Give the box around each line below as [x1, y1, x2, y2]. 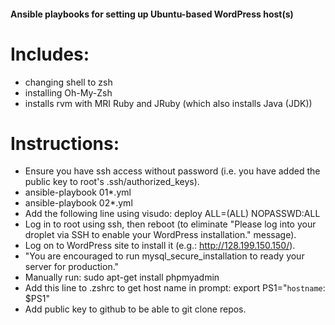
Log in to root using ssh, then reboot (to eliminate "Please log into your [24, 218, 317, 230]
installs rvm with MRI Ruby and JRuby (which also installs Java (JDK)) [24, 97, 313, 109]
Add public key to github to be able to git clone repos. [24, 303, 247, 315]
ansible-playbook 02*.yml [24, 197, 133, 209]
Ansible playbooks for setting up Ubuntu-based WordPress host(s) [10, 8, 294, 20]
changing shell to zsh [24, 76, 113, 88]
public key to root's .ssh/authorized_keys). [24, 176, 200, 188]
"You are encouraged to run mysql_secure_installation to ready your [24, 250, 305, 262]
